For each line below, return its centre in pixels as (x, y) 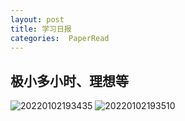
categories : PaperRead (60, 38)
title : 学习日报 (41, 29)
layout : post (37, 19)
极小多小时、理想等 (69, 81)
